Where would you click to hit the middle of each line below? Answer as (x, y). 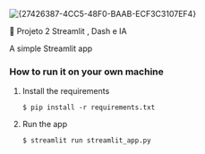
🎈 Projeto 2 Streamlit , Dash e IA (68, 31)
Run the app (45, 124)
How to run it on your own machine (86, 72)
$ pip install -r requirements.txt (89, 107)
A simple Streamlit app (51, 48)
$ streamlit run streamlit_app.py (86, 141)
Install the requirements (66, 91)
